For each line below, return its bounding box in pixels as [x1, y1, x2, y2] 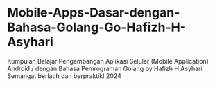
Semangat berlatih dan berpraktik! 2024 [7, 71, 121, 80]
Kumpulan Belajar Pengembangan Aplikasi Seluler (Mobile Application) [7, 57, 209, 65]
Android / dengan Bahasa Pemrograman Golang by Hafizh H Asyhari [7, 64, 203, 72]
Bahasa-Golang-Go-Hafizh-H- [7, 19, 186, 35]
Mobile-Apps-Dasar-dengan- [7, 5, 180, 21]
